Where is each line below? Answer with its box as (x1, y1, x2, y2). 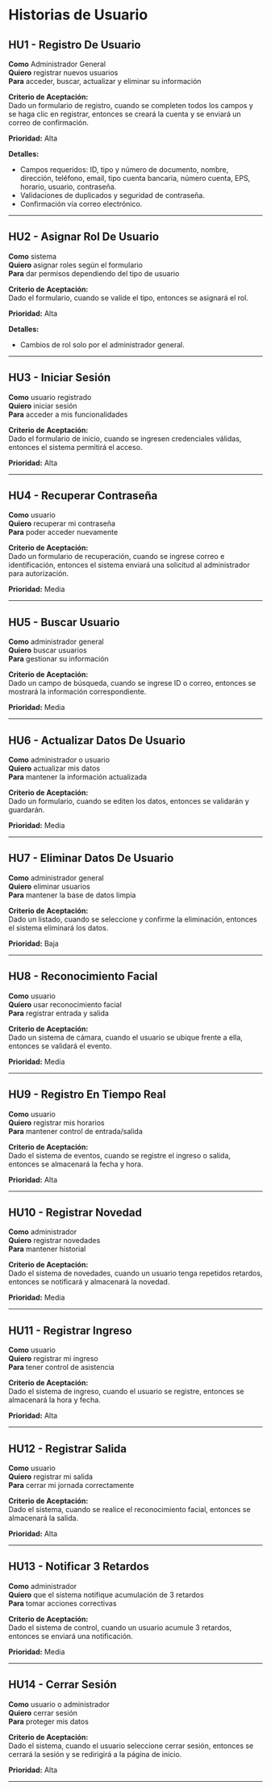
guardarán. (8, 805, 45, 815)
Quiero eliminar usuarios (8, 881, 90, 891)
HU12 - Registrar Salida (8, 1442, 127, 1456)
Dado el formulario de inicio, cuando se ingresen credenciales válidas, (8, 434, 242, 443)
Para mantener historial (8, 1244, 86, 1254)
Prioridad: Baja (8, 939, 59, 948)
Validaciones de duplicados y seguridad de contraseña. (19, 191, 206, 200)
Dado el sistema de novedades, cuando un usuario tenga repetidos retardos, (8, 1268, 263, 1278)
